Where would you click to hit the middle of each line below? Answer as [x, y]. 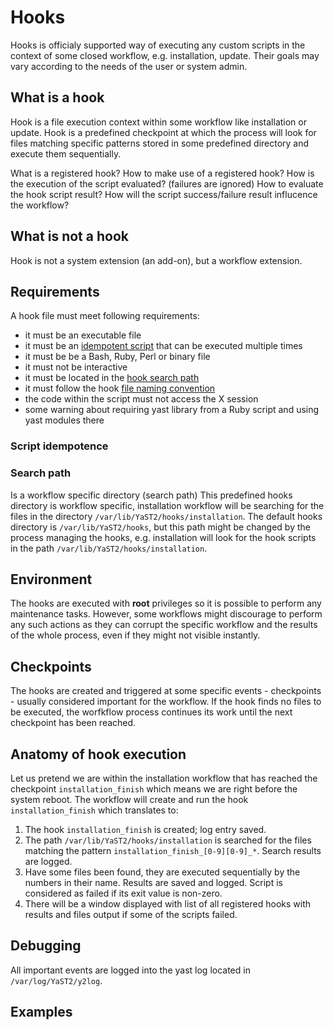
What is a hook [57, 97]
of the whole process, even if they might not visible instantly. [135, 635]
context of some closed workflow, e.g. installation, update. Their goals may [165, 55]
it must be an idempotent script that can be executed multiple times [163, 346]
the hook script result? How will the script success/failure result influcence [164, 194]
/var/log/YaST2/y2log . [56, 980]
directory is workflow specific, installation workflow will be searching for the [167, 505]
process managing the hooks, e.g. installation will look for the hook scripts [163, 537]
